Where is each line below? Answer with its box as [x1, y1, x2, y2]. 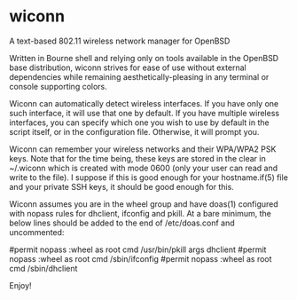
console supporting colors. [9, 81, 108, 91]
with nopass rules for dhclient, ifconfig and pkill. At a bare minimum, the [9, 208, 272, 218]
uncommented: [9, 226, 65, 237]
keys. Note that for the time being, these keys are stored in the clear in [9, 153, 266, 163]
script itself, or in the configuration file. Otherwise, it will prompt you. [9, 126, 260, 137]
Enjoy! [9, 280, 33, 290]
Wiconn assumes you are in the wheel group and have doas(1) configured [9, 198, 279, 209]
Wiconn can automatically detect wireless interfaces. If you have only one [9, 98, 279, 108]
